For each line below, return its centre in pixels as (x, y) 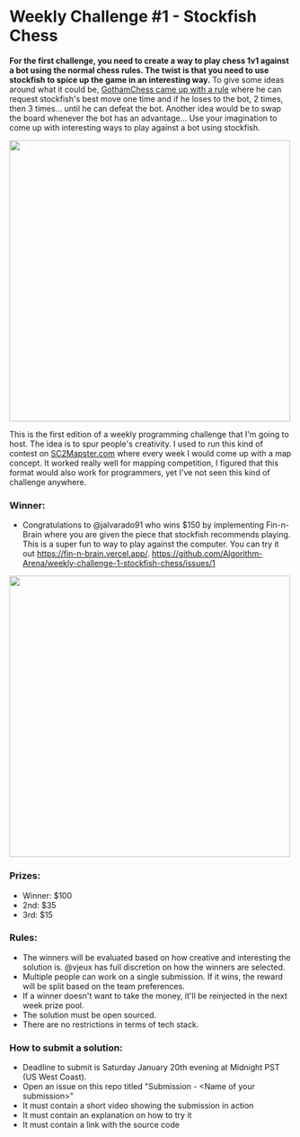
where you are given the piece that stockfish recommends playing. (167, 535)
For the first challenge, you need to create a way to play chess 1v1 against (149, 60)
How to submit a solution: (66, 1048)
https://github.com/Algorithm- (207, 554)
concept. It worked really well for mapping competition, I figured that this (144, 463)
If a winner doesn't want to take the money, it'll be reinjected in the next (154, 996)
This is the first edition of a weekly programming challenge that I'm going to (149, 434)
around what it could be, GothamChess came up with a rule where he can (146, 89)
